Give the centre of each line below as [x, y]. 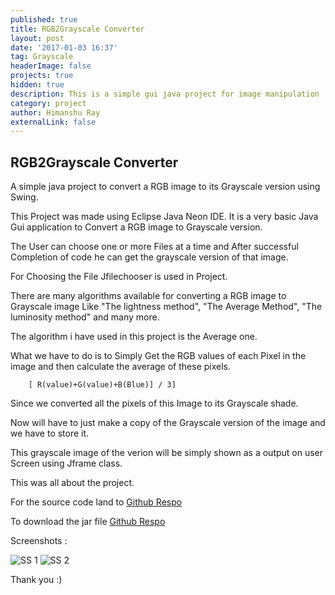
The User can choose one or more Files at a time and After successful [154, 247]
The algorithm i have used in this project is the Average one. [134, 337]
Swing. [24, 197]
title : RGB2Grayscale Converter [77, 29]
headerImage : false [51, 66]
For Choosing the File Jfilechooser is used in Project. [119, 277]
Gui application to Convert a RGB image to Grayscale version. [136, 227]
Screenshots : [39, 541]
